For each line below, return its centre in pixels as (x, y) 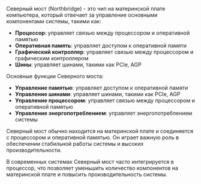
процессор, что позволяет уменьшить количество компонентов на (92, 168)
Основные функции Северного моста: (55, 76)
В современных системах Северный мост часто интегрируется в (90, 162)
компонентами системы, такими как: (54, 21)
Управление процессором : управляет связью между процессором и (105, 100)
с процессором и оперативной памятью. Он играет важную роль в (92, 137)
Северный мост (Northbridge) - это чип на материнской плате (86, 9)
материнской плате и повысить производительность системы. (87, 174)
